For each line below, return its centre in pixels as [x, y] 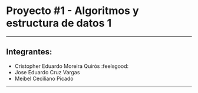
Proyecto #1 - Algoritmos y [73, 11]
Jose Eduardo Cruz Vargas [47, 72]
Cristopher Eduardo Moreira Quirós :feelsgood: [72, 66]
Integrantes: [29, 52]
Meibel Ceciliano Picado [44, 78]
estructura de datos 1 [59, 23]
